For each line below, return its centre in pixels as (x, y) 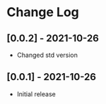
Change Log (43, 12)
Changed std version (47, 55)
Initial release (36, 94)
